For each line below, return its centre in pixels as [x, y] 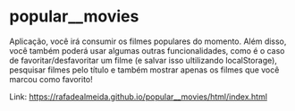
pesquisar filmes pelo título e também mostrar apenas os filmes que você [144, 70]
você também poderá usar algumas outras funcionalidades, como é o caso [147, 50]
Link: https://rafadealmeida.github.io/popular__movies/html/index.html [139, 97]
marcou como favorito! [51, 79]
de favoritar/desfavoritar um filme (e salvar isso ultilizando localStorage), [143, 60]
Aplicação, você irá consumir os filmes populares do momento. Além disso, [148, 41]
